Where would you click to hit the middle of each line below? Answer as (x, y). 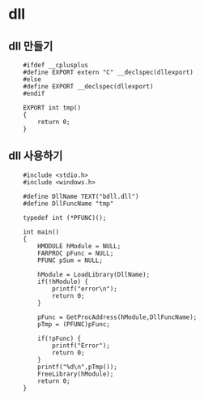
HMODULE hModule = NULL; (79, 246)
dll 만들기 (31, 46)
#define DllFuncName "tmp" (68, 204)
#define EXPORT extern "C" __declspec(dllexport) (108, 72)
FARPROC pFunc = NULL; (76, 253)
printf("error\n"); (84, 289)
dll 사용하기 (36, 156)
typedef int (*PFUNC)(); (65, 217)
